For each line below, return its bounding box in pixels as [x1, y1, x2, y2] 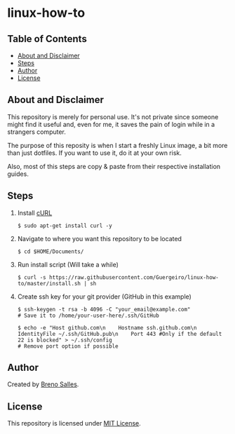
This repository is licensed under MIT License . [7, 419, 142, 428]
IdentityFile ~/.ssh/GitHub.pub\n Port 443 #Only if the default [17, 330, 222, 337]
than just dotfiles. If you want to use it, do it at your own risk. [7, 149, 182, 157]
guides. [7, 170, 29, 178]
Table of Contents [7, 33, 88, 45]
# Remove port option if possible [17, 342, 119, 350]
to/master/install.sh [17, 280, 81, 287]
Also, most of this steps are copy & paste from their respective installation [7, 162, 221, 170]
